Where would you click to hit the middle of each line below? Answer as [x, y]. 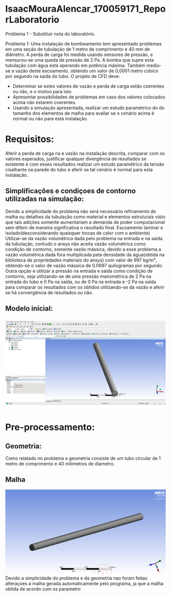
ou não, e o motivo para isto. [42, 91]
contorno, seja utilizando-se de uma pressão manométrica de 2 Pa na [78, 276]
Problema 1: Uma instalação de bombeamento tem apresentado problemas [83, 43]
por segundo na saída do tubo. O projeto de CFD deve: [63, 76]
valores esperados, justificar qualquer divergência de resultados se [76, 159]
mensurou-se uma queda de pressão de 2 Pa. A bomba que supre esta [80, 60]
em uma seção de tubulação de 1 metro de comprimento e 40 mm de [78, 49]
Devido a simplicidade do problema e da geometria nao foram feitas [76, 578]
